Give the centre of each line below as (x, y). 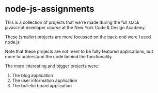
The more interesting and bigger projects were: (52, 66)
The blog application (32, 75)
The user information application (45, 80)
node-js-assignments (50, 9)
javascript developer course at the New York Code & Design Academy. (76, 27)
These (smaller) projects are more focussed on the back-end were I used (78, 37)
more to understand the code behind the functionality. (59, 56)
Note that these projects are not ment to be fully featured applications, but (79, 51)
